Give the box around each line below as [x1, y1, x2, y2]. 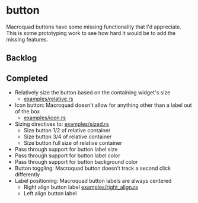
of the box [14, 108, 40, 115]
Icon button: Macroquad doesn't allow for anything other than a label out [14, 101, 192, 109]
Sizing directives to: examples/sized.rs [14, 120, 110, 128]
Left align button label [23, 190, 77, 197]
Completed [6, 73, 49, 83]
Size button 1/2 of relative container [23, 127, 111, 134]
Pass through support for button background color [14, 158, 138, 166]
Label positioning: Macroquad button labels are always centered [14, 177, 172, 185]
